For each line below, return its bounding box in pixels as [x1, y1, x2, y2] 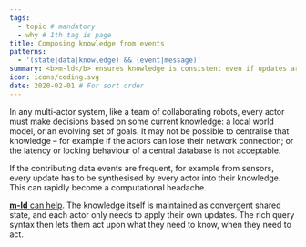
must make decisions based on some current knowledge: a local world [9, 116, 275, 127]
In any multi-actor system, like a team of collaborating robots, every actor [9, 106, 285, 117]
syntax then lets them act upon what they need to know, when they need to [9, 219, 291, 230]
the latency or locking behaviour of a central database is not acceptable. [9, 145, 281, 156]
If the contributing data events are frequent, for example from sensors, [9, 162, 275, 173]
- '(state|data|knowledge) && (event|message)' [17, 56, 202, 65]
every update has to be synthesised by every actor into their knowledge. [9, 172, 281, 183]
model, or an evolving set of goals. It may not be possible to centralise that [9, 125, 290, 137]
